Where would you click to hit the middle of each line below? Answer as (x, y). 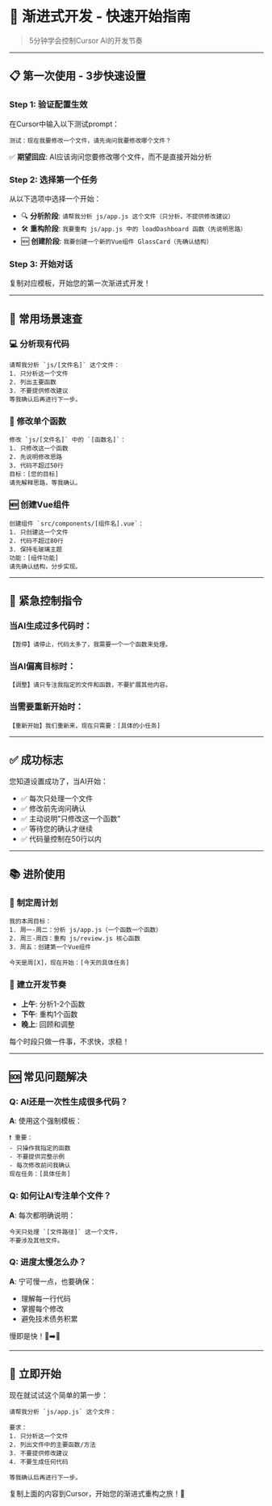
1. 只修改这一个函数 (39, 449)
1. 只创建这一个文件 (39, 532)
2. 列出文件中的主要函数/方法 (52, 1445)
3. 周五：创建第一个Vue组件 (50, 947)
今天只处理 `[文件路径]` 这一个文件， (65, 1232)
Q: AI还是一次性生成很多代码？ (69, 1102)
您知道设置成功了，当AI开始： (59, 781)
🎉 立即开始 (35, 1374)
